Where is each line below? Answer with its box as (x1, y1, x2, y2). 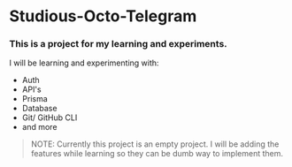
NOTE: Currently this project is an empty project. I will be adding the (30, 139, 280, 149)
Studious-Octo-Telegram (9, 6, 197, 27)
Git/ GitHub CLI (21, 112, 78, 123)
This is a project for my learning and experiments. (9, 38, 227, 50)
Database (21, 103, 58, 114)
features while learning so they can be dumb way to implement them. (30, 148, 284, 159)
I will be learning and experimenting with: (9, 57, 159, 68)
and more (21, 122, 58, 133)
